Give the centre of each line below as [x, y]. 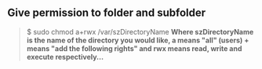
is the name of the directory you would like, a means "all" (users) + [138, 40]
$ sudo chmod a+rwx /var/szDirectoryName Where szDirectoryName [140, 31]
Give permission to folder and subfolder [107, 13]
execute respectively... [65, 56]
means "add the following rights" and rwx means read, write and [134, 48]
